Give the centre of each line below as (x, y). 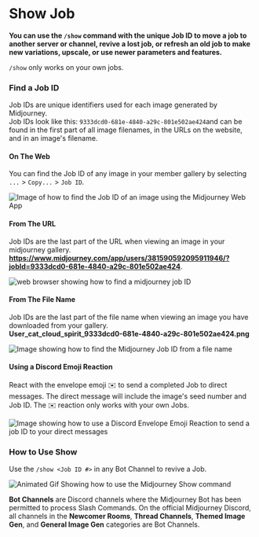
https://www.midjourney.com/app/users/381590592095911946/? (119, 258)
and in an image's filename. (53, 138)
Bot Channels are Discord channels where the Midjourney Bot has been (125, 499)
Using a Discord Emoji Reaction (61, 367)
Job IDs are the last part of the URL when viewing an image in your (117, 241)
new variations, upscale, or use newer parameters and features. (116, 52)
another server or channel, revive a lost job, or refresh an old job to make (129, 43)
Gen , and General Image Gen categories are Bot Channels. (104, 524)
